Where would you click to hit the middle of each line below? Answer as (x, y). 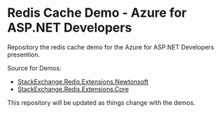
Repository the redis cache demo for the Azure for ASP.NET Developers (111, 47)
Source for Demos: (34, 68)
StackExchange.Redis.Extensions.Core (73, 89)
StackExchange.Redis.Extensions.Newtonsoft (83, 81)
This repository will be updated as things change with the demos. (101, 102)
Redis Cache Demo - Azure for (97, 13)
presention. (24, 55)
